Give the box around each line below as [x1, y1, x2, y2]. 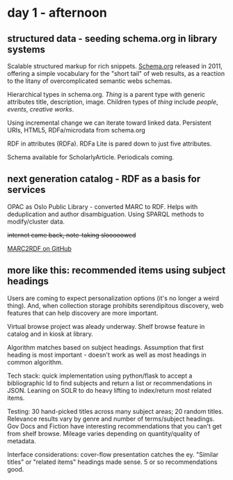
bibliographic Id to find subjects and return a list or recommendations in [7, 378, 212, 387]
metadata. [7, 437, 36, 445]
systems [7, 43, 46, 55]
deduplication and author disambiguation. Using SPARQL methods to [7, 210, 204, 218]
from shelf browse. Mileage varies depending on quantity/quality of [7, 429, 200, 438]
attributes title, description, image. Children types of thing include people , [7, 98, 218, 106]
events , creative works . [7, 105, 74, 113]
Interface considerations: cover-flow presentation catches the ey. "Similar [7, 450, 219, 458]
